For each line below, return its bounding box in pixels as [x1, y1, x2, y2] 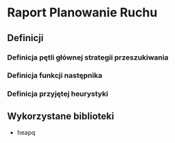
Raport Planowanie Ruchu [7, 5, 158, 21]
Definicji [7, 32, 44, 44]
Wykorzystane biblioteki [7, 110, 115, 122]
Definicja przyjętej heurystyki [7, 89, 108, 99]
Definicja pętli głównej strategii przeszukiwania [7, 53, 169, 62]
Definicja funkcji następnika [7, 70, 103, 80]
